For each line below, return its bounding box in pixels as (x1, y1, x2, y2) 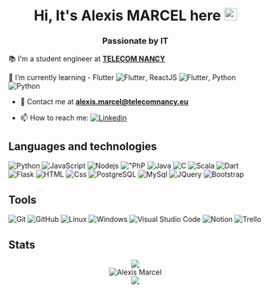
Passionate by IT (101, 36, 169, 47)
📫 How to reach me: (19, 113, 89, 123)
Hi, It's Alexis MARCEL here (33, 6, 221, 25)
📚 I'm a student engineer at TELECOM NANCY (8, 54, 166, 64)
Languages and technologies (8, 140, 157, 153)
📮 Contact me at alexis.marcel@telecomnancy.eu (19, 97, 189, 107)
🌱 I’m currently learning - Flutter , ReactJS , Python (8, 73, 236, 82)
